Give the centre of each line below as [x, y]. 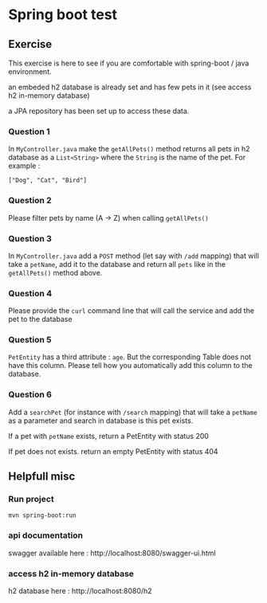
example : [24, 166]
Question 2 [30, 201]
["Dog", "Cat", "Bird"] [48, 181]
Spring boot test [63, 15]
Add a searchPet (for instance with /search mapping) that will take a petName [133, 412]
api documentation [46, 535]
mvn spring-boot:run [43, 515]
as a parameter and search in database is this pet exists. [101, 421]
